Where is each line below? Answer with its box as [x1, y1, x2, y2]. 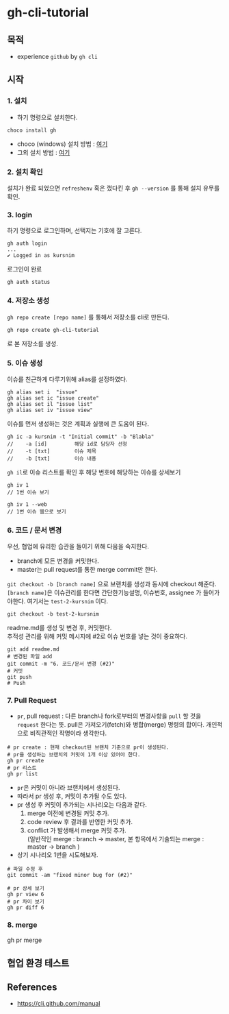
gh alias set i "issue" [7, 389, 78, 396]
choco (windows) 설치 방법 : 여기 [16, 139, 108, 148]
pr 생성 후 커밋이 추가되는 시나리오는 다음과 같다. [16, 801, 147, 809]
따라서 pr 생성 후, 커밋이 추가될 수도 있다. [16, 792, 127, 800]
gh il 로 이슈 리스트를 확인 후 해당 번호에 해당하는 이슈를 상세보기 [7, 468, 181, 476]
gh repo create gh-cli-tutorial [7, 326, 99, 333]
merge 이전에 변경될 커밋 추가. [27, 809, 109, 817]
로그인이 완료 [7, 265, 42, 274]
